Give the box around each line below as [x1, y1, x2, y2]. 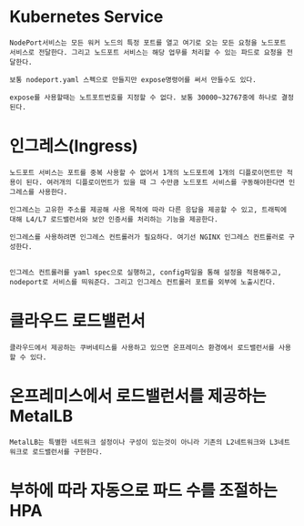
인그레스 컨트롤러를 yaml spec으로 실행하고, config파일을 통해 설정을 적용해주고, [9, 267, 282, 277]
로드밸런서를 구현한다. [31, 447, 103, 457]
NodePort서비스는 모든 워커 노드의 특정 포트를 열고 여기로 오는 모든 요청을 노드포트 [9, 38, 287, 47]
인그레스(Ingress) [9, 136, 138, 157]
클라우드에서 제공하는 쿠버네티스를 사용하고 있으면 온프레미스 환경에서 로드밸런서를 [9, 343, 275, 352]
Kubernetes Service [9, 6, 164, 27]
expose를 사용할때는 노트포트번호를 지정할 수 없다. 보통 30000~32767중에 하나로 [9, 93, 278, 102]
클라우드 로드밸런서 [9, 311, 146, 332]
